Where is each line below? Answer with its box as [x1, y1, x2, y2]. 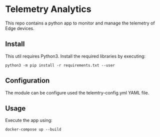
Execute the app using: [5, 117, 52, 123]
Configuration [5, 76, 50, 85]
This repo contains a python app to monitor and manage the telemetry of [5, 20, 155, 26]
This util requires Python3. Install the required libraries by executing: [5, 53, 146, 59]
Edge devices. [5, 25, 34, 31]
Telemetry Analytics [5, 3, 91, 15]
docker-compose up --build [5, 127, 61, 132]
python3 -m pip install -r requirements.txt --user [5, 62, 115, 68]
